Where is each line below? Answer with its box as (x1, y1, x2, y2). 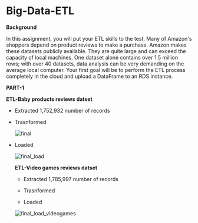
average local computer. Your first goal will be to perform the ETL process (6, 66, 186, 73)
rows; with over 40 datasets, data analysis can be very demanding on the (6, 60, 184, 67)
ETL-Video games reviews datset (14, 164, 98, 171)
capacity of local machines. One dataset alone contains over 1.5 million (6, 54, 179, 61)
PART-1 (6, 84, 25, 91)
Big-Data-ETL (6, 4, 75, 18)
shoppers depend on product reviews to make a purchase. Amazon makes (6, 41, 187, 48)
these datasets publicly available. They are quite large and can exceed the (6, 47, 186, 54)
